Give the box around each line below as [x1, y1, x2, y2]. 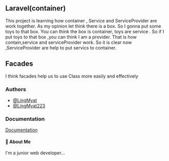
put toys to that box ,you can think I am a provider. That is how [5, 34, 137, 40]
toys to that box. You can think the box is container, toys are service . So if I [5, 28, 164, 35]
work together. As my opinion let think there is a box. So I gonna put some [5, 23, 161, 29]
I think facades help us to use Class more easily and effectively [5, 73, 138, 79]
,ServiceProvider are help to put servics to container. [5, 44, 117, 50]
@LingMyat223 [12, 102, 46, 109]
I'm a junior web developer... [5, 150, 65, 156]
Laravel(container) [5, 4, 66, 13]
